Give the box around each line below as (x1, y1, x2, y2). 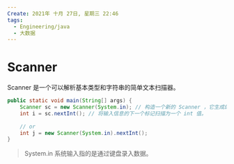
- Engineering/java (13, 23, 70, 30)
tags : (7, 17, 23, 24)
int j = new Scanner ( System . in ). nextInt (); (19, 129, 148, 136)
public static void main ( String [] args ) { (7, 97, 132, 104)
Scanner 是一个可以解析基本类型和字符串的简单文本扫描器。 (7, 83, 180, 92)
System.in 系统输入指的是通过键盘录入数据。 (24, 149, 153, 158)
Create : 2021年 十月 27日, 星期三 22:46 (7, 10, 119, 17)
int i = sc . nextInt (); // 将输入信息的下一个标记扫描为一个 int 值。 (19, 110, 207, 117)
